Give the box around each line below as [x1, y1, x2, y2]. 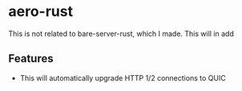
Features [8, 52, 54, 65]
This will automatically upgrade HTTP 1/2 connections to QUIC [19, 73, 226, 82]
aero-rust [8, 2, 74, 21]
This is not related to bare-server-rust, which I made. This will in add [8, 29, 235, 38]
